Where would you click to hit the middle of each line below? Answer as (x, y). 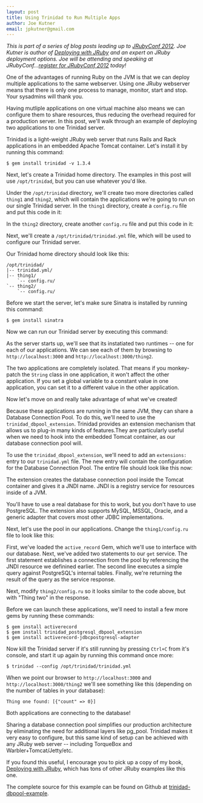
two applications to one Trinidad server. (56, 127)
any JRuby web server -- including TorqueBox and (69, 744)
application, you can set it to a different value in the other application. (93, 388)
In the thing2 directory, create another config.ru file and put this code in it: (100, 224)
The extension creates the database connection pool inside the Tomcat (95, 479)
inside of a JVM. (27, 493)
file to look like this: (30, 535)
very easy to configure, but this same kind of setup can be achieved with (97, 737)
